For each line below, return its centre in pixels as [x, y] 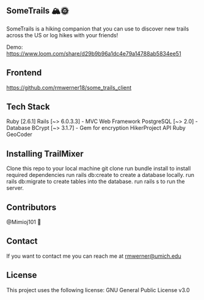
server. [15, 188]
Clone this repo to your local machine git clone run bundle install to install [99, 168]
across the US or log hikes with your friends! [62, 35]
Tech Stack [28, 107]
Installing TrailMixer [45, 153]
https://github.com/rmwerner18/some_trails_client [69, 88]
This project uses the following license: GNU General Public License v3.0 [98, 290]
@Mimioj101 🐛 [24, 222]
